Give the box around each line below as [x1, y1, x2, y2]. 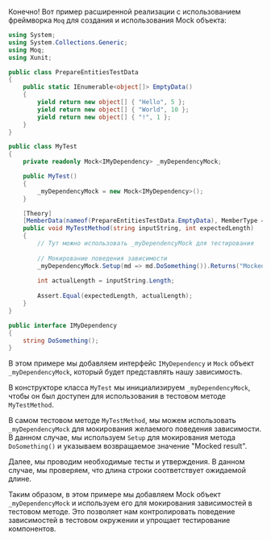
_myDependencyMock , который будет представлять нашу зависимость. [8, 367, 243, 377]
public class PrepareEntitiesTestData [8, 68, 139, 76]
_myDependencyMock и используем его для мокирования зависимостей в [8, 498, 252, 508]
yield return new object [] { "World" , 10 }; [37, 105, 190, 114]
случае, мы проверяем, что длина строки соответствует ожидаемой [8, 466, 247, 475]
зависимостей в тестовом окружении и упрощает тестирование [8, 516, 231, 525]
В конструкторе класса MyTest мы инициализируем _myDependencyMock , [8, 383, 251, 392]
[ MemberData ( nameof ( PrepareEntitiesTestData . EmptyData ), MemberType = [23, 217, 265, 225]
